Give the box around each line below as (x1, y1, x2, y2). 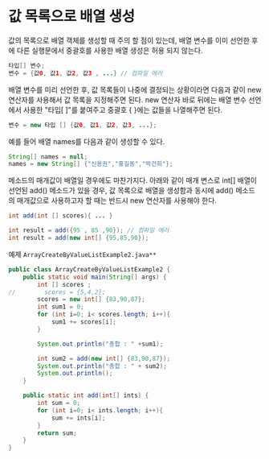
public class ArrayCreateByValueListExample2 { (8, 265, 171, 274)
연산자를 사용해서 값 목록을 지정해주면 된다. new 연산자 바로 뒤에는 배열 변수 (8, 94, 247, 105)
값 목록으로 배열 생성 (8, 7, 135, 26)
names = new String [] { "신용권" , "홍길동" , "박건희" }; (8, 160, 173, 168)
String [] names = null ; (8, 152, 88, 161)
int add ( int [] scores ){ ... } (8, 212, 113, 220)
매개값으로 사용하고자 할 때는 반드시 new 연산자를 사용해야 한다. (16, 196, 217, 205)
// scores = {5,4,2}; (8, 287, 106, 296)
